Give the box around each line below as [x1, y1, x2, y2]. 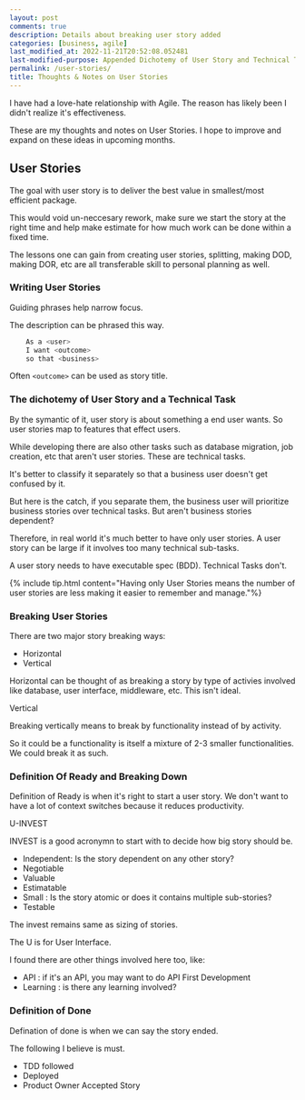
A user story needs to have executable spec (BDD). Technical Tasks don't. [9, 560, 288, 571]
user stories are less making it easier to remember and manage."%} [9, 587, 262, 598]
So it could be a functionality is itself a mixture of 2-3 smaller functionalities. [9, 738, 295, 749]
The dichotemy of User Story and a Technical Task [9, 393, 236, 405]
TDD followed [22, 1060, 74, 1071]
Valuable [22, 873, 56, 884]
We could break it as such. [9, 747, 109, 759]
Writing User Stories [9, 281, 102, 294]
